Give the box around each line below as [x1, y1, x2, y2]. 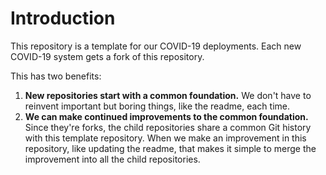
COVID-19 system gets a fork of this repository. [10, 50, 205, 62]
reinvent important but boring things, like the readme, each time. [24, 100, 290, 112]
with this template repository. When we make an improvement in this [24, 132, 307, 144]
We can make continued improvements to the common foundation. [24, 110, 309, 122]
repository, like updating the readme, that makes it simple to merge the [24, 142, 317, 154]
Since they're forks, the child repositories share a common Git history [24, 121, 312, 133]
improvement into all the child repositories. [24, 153, 201, 165]
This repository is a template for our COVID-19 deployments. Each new [10, 40, 302, 52]
